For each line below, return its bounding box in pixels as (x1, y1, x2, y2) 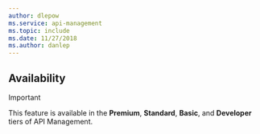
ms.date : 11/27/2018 (8, 34, 78, 43)
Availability (8, 71, 66, 85)
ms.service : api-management (8, 19, 103, 27)
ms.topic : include (8, 26, 70, 35)
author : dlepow (8, 11, 60, 20)
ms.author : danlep (8, 42, 70, 50)
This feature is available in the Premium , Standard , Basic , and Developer (8, 108, 252, 117)
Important (8, 92, 41, 102)
